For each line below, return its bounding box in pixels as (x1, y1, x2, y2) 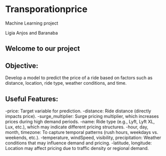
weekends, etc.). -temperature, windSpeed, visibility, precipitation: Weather (5, 134, 161, 140)
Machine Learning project (5, 20, 59, 26)
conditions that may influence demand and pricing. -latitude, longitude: (5, 139, 152, 146)
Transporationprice (5, 4, 88, 15)
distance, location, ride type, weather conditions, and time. (5, 80, 127, 86)
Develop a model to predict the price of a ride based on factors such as (5, 75, 153, 81)
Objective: (5, 61, 39, 70)
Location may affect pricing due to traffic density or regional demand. (5, 145, 149, 151)
